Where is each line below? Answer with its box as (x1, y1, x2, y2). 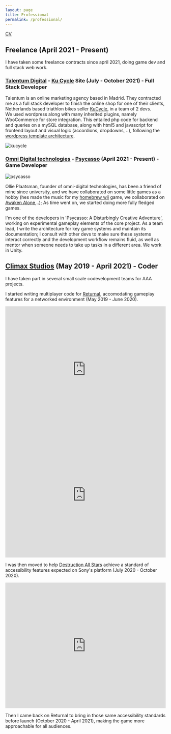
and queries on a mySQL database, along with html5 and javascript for (5, 122, 153, 128)
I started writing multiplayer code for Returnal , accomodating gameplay (5, 290, 155, 297)
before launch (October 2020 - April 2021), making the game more (5, 718, 145, 724)
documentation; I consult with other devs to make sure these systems (5, 231, 151, 237)
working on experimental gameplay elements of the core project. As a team (5, 220, 163, 226)
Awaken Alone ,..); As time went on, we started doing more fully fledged (5, 199, 155, 205)
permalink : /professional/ (5, 17, 63, 22)
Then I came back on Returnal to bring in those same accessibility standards (5, 712, 166, 718)
